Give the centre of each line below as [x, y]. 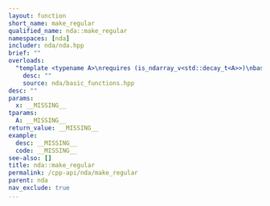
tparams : [23, 113]
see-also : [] [30, 158]
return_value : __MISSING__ [53, 128]
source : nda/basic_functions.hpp [79, 83]
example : [23, 135]
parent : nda [28, 181]
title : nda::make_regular [51, 166]
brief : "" [25, 53]
